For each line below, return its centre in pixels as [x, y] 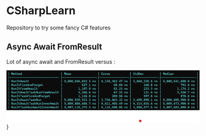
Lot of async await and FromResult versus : [61, 61]
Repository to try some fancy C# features [59, 28]
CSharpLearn [41, 11]
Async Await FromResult [54, 47]
